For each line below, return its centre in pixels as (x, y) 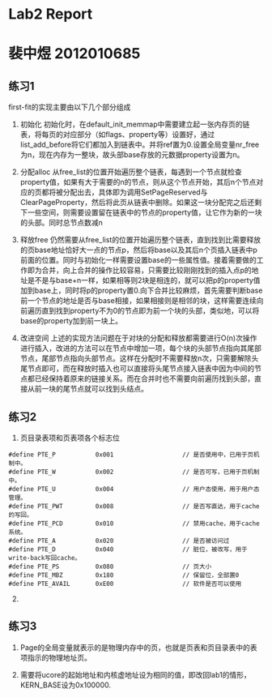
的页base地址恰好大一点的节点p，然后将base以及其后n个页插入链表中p (138, 250)
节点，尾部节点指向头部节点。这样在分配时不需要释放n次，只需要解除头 (139, 358)
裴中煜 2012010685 (74, 54)
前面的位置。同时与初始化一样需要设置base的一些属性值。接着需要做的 (138, 260)
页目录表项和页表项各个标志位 (70, 438)
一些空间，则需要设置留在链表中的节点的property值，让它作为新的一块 (144, 212)
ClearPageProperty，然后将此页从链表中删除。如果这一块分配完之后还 (137, 203)
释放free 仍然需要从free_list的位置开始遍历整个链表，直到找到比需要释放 (140, 240)
